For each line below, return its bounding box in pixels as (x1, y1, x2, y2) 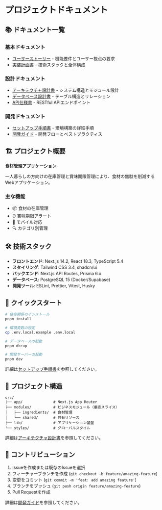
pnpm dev (5, 357, 23, 362)
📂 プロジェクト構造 (5, 382, 63, 390)
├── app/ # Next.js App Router (5, 400, 97, 405)
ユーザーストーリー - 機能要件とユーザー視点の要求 (12, 55, 115, 61)
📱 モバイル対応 (12, 219, 43, 225)
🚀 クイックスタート (5, 299, 63, 307)
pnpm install (5, 317, 32, 322)
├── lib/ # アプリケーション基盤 (5, 420, 94, 426)
